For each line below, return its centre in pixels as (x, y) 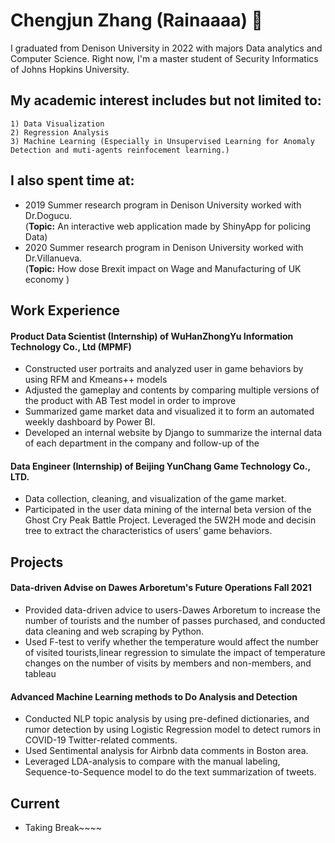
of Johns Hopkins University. (70, 69)
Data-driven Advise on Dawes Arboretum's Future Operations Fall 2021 (161, 588)
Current (35, 803)
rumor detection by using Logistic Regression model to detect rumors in (173, 730)
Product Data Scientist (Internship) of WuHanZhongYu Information (152, 336)
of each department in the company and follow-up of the (142, 443)
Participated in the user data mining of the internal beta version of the (168, 510)
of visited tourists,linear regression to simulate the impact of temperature (175, 652)
